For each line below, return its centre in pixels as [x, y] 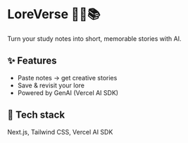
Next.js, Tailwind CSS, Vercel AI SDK [60, 132]
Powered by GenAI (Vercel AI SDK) [68, 92]
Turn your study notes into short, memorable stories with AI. [94, 38]
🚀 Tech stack [36, 115]
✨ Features [32, 61]
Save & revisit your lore [51, 85]
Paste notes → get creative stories [67, 77]
